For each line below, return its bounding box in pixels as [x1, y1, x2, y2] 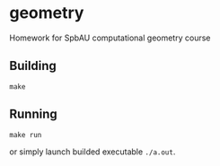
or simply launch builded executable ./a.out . [9, 146, 176, 157]
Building [9, 58, 57, 74]
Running [9, 107, 58, 122]
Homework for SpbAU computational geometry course [9, 32, 211, 43]
